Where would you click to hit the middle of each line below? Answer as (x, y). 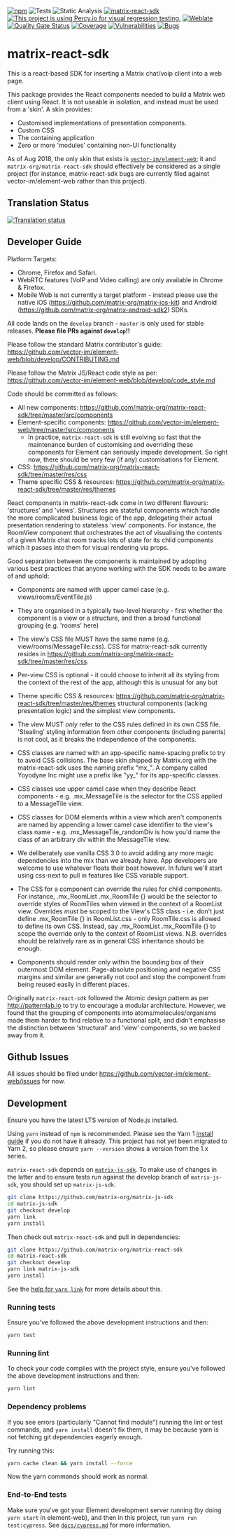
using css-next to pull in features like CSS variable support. (103, 875)
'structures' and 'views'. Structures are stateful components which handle (114, 510)
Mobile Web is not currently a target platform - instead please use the (117, 295)
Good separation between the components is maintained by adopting (107, 561)
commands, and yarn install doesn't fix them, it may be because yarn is (113, 1430)
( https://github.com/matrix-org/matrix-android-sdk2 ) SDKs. (103, 310)
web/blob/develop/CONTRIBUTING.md (64, 359)
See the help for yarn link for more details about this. (85, 1289)
